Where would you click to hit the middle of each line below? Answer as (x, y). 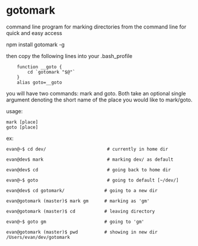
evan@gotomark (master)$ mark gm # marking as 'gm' (78, 201)
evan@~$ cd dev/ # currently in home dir (87, 149)
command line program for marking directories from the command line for (96, 27)
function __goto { (39, 67)
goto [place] (22, 127)
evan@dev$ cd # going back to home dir (88, 170)
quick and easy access (34, 33)
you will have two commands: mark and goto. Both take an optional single (96, 93)
